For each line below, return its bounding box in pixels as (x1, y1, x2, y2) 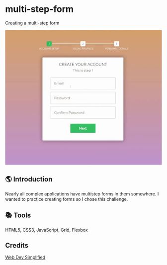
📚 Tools (5, 211, 31, 220)
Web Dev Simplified (5, 255, 46, 261)
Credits (5, 241, 29, 250)
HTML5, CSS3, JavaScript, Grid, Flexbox (5, 227, 88, 233)
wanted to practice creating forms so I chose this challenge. (5, 196, 128, 202)
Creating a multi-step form (5, 20, 60, 26)
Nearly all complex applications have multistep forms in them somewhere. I (5, 190, 159, 197)
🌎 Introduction (5, 175, 53, 183)
